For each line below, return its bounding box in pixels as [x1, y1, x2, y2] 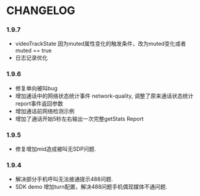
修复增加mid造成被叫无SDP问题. [15, 145, 97, 153]
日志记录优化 [15, 54, 48, 62]
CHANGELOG [6, 4, 75, 18]
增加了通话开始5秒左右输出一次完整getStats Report [15, 115, 144, 122]
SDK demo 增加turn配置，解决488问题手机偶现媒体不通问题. [15, 183, 168, 191]
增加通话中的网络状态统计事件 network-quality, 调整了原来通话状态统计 [15, 92, 194, 100]
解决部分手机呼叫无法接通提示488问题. [15, 175, 113, 183]
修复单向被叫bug [15, 84, 58, 92]
